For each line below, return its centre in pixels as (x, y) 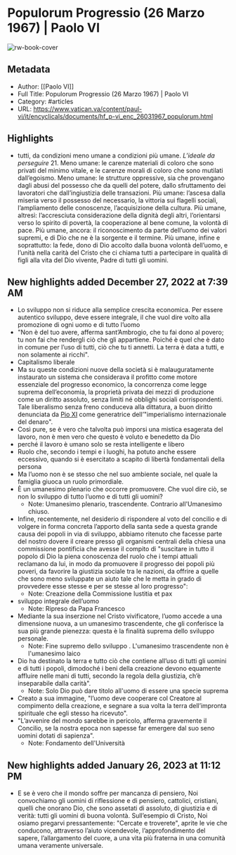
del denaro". (35, 422)
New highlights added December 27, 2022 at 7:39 (118, 282)
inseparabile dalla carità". (54, 683)
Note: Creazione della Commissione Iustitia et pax (100, 594)
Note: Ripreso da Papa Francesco (76, 609)
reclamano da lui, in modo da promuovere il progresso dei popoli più (116, 564)
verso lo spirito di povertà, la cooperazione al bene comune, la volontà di (123, 222)
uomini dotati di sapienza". (56, 735)
